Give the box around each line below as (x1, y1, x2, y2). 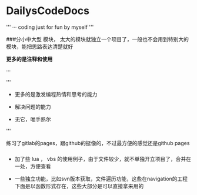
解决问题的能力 (14, 103, 51, 110)
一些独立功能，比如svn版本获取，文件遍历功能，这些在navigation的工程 (14, 175, 188, 182)
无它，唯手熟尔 (14, 116, 51, 123)
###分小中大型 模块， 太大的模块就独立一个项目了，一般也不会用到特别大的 (6, 35, 189, 42)
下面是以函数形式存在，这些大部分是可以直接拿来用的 (14, 182, 144, 189)
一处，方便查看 (14, 163, 51, 170)
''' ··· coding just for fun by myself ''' (6, 23, 94, 31)
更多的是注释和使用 (6, 55, 53, 62)
